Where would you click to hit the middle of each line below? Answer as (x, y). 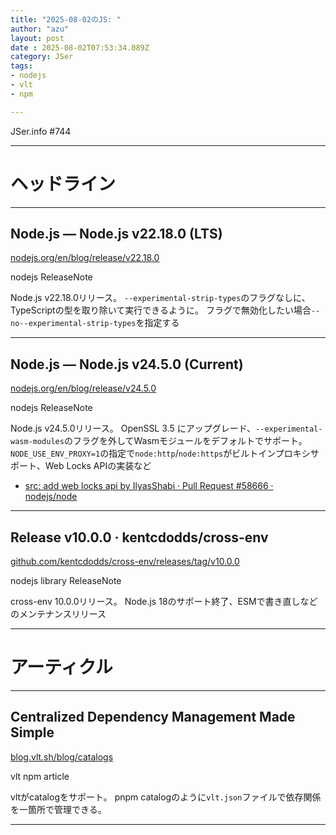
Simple (32, 732)
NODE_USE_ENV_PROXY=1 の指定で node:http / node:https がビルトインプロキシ (160, 453)
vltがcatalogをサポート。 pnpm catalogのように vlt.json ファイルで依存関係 (166, 797)
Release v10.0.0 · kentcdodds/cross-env (139, 537)
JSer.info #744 (41, 131)
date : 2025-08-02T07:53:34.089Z (80, 47)
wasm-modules (37, 442)
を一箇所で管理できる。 (58, 809)
